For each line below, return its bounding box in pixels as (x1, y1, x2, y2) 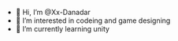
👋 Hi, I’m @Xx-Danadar (15, 8, 91, 17)
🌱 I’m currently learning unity (15, 24, 110, 33)
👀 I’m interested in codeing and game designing (15, 16, 171, 25)
